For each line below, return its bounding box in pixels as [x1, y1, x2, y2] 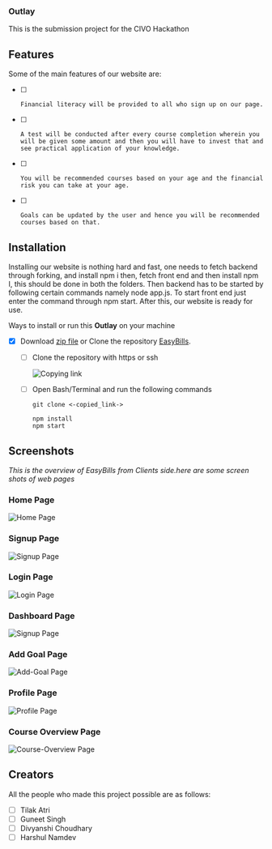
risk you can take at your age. [19, 181, 130, 190]
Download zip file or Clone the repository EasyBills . [19, 336, 192, 346]
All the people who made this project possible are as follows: [8, 789, 211, 799]
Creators [8, 768, 54, 782]
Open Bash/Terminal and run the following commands [32, 385, 212, 395]
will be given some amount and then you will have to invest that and [19, 138, 264, 146]
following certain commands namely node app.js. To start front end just [8, 288, 247, 297]
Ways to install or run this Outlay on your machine [8, 320, 176, 330]
